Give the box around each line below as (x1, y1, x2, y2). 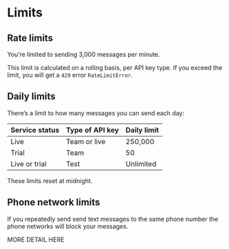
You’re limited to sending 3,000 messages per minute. (7, 50, 160, 58)
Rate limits (7, 32, 54, 44)
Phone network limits (7, 197, 100, 209)
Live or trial (10, 159, 47, 169)
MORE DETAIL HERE (7, 235, 65, 244)
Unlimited (125, 159, 157, 169)
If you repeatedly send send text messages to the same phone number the (7, 215, 219, 223)
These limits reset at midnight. (7, 176, 93, 185)
